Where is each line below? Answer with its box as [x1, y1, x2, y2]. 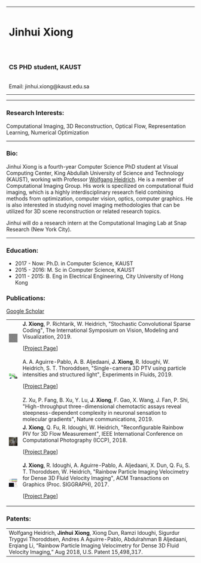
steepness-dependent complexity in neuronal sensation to [22, 409, 167, 416]
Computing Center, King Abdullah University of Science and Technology [6, 169, 184, 176]
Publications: [6, 294, 46, 303]
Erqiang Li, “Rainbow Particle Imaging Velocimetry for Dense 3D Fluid [8, 541, 179, 549]
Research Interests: [6, 109, 65, 117]
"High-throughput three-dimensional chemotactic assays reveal [22, 403, 181, 410]
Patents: [6, 514, 32, 523]
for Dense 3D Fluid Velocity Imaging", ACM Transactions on [22, 475, 169, 482]
